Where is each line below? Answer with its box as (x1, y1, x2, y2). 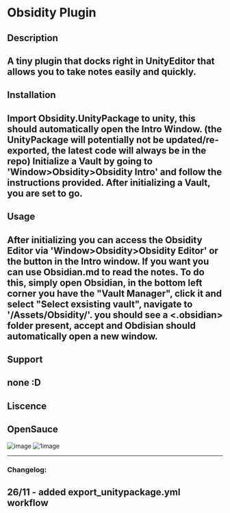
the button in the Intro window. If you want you (7, 255, 209, 267)
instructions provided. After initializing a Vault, (7, 177, 211, 188)
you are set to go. (7, 187, 84, 199)
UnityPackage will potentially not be (7, 134, 164, 145)
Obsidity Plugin (7, 5, 97, 21)
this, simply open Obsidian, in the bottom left (7, 277, 203, 288)
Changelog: (7, 465, 47, 475)
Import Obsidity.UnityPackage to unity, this (7, 112, 196, 124)
